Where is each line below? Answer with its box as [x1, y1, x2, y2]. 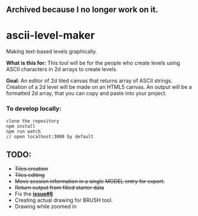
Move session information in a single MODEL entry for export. [14, 178, 165, 185]
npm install [6, 123, 35, 129]
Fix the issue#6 [14, 191, 53, 198]
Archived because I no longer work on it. [6, 5, 158, 15]
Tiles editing [14, 172, 46, 179]
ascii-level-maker [6, 28, 95, 42]
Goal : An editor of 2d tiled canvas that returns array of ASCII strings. [6, 77, 173, 85]
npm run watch [6, 128, 41, 134]
